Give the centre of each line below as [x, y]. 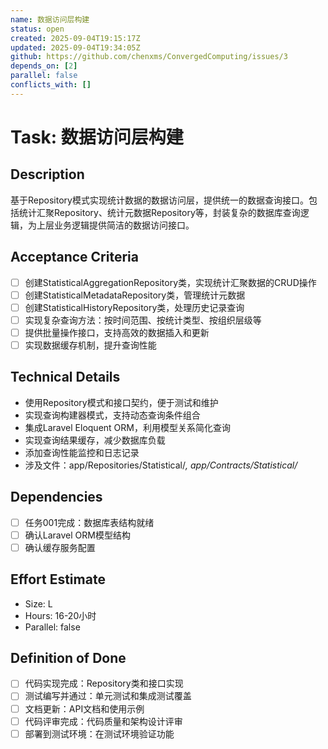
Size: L [38, 603]
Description [47, 174]
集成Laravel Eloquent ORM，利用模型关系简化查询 [127, 427]
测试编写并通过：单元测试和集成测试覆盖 [108, 696]
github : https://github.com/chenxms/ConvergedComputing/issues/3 [149, 57]
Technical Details [65, 377]
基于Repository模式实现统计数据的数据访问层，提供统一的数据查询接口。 [159, 200]
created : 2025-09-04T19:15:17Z [75, 38]
